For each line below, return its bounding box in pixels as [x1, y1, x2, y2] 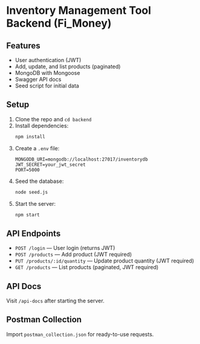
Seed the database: [15, 177, 64, 185]
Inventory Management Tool [6, 4, 152, 18]
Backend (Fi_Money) [6, 16, 112, 30]
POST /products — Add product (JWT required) [15, 251, 132, 258]
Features [6, 40, 40, 51]
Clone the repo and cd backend [15, 115, 92, 123]
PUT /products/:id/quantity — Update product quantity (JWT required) [15, 257, 195, 264]
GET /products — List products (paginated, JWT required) [15, 264, 159, 271]
